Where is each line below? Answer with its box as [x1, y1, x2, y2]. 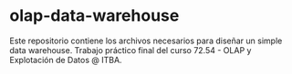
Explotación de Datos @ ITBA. [9, 54, 122, 65]
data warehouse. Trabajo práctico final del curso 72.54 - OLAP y [9, 44, 252, 55]
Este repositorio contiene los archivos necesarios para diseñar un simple [9, 35, 283, 46]
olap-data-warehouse [9, 5, 180, 26]
